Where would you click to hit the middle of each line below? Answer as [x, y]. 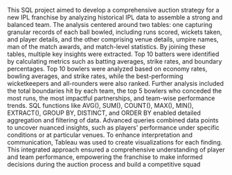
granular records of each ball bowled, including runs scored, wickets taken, [115, 32]
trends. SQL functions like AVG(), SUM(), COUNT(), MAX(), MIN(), [100, 105]
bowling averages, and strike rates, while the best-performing [95, 76]
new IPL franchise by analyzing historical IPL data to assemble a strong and [115, 17]
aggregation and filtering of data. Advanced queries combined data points [113, 120]
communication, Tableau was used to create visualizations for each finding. [115, 142]
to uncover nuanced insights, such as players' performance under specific [114, 128]
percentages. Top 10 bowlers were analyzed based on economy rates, [107, 69]
